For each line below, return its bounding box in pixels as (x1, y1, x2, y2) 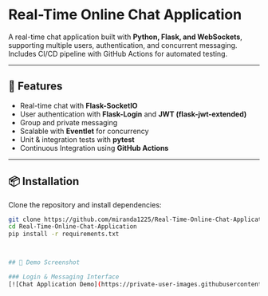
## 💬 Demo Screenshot (8, 259, 81, 266)
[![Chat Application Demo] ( (8, 280, 102, 288)
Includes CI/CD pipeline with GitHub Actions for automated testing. (8, 49, 228, 58)
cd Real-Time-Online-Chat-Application (8, 223, 137, 231)
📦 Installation (8, 175, 80, 188)
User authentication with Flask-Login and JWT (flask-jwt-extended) (19, 109, 247, 119)
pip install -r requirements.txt (8, 230, 120, 239)
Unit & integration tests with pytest (19, 134, 135, 144)
